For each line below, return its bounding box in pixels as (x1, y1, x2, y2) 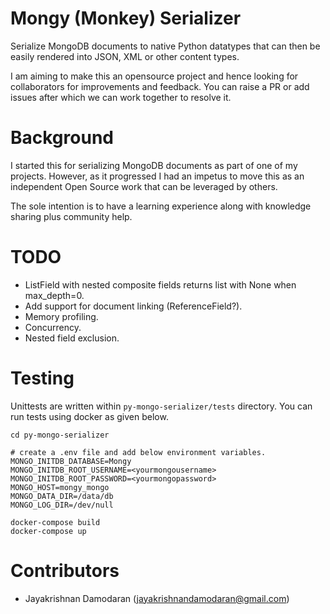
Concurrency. (24, 321, 82, 333)
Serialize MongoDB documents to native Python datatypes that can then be (10, 40, 321, 52)
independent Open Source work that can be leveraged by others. (10, 180, 278, 192)
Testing (10, 367, 75, 389)
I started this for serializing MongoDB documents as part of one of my (10, 159, 298, 171)
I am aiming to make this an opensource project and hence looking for (10, 70, 299, 82)
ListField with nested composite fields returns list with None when (24, 278, 297, 291)
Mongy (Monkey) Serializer (10, 7, 242, 30)
